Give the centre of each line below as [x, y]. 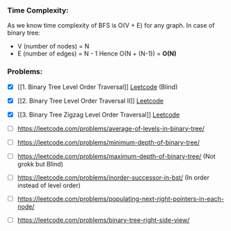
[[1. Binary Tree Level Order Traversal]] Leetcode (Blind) [97, 87]
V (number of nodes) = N [53, 46]
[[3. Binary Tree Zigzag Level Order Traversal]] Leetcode [98, 114]
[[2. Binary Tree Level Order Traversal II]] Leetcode [90, 101]
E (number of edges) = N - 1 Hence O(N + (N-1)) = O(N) [97, 53]
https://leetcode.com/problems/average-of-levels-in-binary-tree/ [111, 128]
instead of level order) [49, 185]
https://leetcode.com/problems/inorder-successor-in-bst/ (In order [113, 177]
